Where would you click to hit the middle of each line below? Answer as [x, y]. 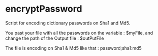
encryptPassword [44, 9]
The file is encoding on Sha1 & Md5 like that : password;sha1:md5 [74, 48]
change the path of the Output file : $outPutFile [55, 38]
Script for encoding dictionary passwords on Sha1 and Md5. [68, 23]
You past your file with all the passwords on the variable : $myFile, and [79, 33]
